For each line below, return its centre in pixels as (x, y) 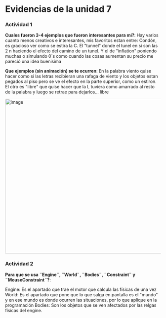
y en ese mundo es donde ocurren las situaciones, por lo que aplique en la (81, 300)
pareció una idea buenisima (33, 61)
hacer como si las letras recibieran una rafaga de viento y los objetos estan (82, 76)
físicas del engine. (24, 310)
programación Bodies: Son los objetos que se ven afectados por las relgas (81, 305)
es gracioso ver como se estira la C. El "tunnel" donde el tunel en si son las (82, 46)
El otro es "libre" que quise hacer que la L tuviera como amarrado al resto (80, 87)
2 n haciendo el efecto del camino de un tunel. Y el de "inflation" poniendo (81, 51)
